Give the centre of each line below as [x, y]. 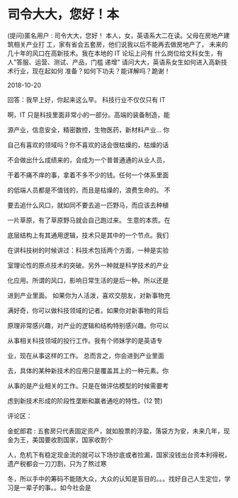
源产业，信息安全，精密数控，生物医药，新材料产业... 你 [89, 130]
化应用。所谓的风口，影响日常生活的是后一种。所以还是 [88, 280]
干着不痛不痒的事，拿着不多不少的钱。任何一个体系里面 [88, 175]
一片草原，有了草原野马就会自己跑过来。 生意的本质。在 [89, 220]
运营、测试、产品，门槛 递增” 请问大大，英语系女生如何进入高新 [128, 62]
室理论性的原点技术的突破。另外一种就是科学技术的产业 [88, 265]
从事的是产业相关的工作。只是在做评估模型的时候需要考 [88, 385]
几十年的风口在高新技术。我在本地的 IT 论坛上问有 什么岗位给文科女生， [112, 53]
